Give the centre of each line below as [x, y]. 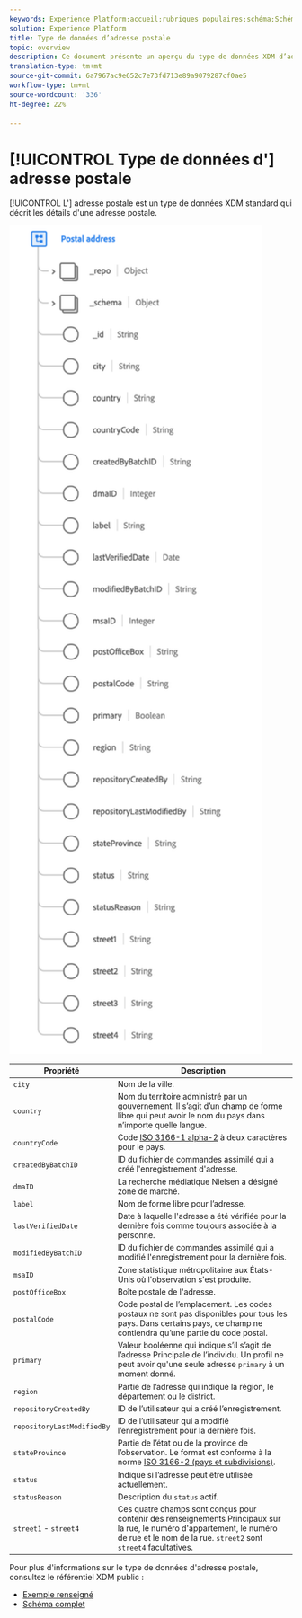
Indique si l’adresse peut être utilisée [185, 1474]
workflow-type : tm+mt [50, 85]
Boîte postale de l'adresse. [166, 1291]
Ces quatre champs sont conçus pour [187, 1509]
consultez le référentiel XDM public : [76, 1577]
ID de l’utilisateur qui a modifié [173, 1421]
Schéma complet [53, 1604]
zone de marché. [148, 1191]
